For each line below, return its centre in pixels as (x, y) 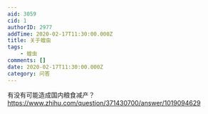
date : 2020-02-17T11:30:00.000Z (55, 67)
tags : (15, 47)
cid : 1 (17, 21)
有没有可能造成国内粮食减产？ (51, 95)
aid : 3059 (22, 14)
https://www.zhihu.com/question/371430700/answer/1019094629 (104, 103)
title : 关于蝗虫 (29, 41)
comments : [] (27, 61)
